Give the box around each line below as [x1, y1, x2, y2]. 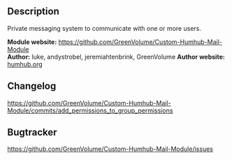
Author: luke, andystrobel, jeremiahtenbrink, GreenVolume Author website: [7, 52, 225, 61]
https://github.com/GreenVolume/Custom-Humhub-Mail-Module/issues [7, 145, 213, 153]
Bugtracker [7, 126, 57, 138]
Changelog [7, 80, 57, 92]
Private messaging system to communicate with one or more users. [7, 24, 201, 32]
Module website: [7, 38, 57, 46]
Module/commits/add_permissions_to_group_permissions [7, 106, 173, 115]
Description [7, 6, 59, 17]
